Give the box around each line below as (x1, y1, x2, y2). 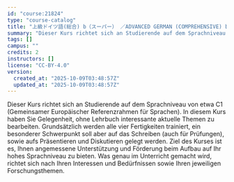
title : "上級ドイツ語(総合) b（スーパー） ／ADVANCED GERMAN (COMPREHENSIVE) (7, 23, 223, 30)
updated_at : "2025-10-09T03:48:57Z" (13, 81, 120, 88)
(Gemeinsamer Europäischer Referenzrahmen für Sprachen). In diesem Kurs (7, 108, 226, 116)
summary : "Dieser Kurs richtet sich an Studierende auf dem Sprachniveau (7, 29, 226, 37)
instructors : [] (7, 56, 54, 63)
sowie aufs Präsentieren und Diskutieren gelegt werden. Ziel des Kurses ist (7, 137, 222, 146)
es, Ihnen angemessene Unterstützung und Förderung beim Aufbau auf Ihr (7, 144, 221, 153)
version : (7, 68, 33, 75)
